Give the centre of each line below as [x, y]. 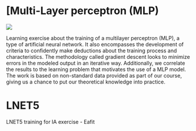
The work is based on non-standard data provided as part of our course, [94, 75]
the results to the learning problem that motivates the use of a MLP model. [96, 69]
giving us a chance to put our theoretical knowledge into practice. [86, 82]
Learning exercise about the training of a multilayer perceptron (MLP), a [93, 38]
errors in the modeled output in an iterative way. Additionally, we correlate [96, 63]
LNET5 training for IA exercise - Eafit [51, 122]
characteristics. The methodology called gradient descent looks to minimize [98, 56]
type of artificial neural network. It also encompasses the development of [95, 44]
